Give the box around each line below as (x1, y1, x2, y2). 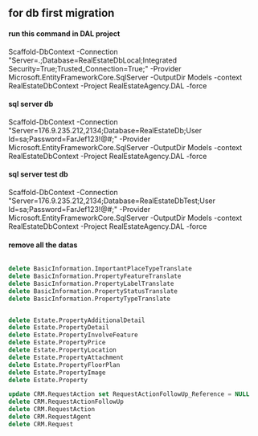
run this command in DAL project (8, 28, 121, 39)
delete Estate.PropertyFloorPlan (8, 361, 121, 369)
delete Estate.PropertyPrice (8, 339, 106, 347)
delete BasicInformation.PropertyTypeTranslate (8, 295, 171, 303)
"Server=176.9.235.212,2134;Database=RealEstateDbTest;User (8, 196, 215, 206)
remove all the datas (8, 240, 78, 250)
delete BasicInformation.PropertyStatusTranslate (8, 287, 178, 295)
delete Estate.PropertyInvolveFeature (8, 331, 138, 340)
